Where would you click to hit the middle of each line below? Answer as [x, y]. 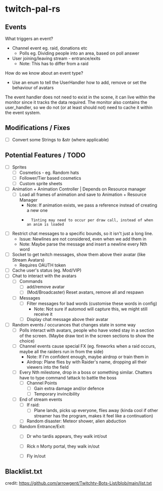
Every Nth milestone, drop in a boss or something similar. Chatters [86, 372]
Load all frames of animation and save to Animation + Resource [83, 194]
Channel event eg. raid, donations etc [50, 48]
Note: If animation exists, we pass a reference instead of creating [92, 205]
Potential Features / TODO [45, 155]
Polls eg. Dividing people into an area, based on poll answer [79, 53]
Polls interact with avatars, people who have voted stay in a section [87, 330]
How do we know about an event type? [44, 73]
